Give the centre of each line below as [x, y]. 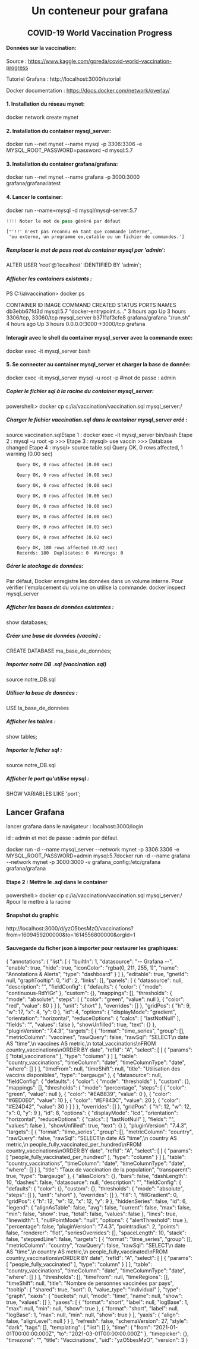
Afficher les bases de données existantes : [60, 607]
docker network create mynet [42, 117]
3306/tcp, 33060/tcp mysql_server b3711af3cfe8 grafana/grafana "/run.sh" [98, 318]
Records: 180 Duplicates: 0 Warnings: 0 [70, 553]
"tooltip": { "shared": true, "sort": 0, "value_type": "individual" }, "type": [93, 1289]
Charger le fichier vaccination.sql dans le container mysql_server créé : [97, 420]
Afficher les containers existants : [49, 279]
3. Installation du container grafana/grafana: [62, 164]
